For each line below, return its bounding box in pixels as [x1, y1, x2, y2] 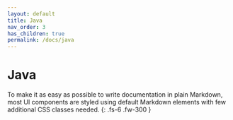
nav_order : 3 [7, 23, 46, 30]
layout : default [7, 10, 55, 18]
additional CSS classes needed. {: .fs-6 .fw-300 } [7, 105, 152, 114]
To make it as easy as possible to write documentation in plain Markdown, [7, 90, 223, 99]
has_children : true [7, 30, 65, 37]
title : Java [7, 17, 42, 24]
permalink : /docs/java [7, 37, 74, 44]
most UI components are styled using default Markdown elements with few [7, 98, 227, 107]
